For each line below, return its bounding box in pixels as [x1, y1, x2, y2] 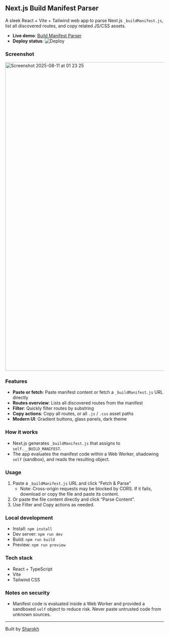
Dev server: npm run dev [12, 531, 63, 537]
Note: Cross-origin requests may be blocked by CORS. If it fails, [20, 486, 152, 491]
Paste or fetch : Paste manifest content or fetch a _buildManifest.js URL [12, 389, 163, 395]
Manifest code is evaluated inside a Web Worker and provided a [12, 600, 145, 607]
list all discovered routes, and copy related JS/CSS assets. [5, 23, 126, 29]
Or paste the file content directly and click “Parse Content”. [12, 496, 135, 502]
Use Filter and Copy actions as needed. [12, 502, 95, 507]
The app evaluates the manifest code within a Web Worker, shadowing [12, 451, 159, 457]
